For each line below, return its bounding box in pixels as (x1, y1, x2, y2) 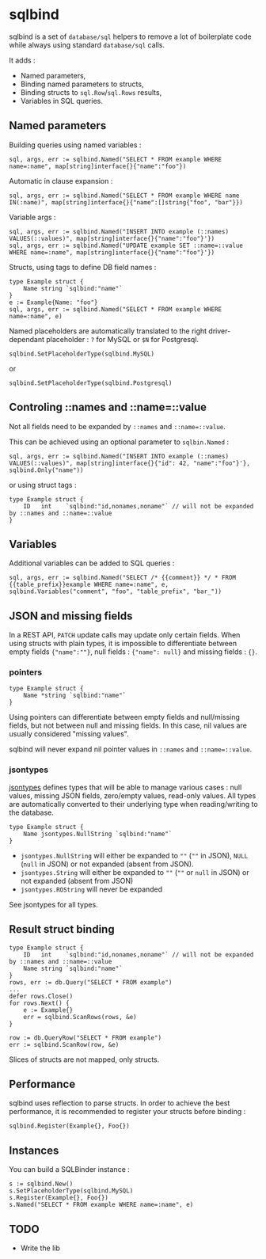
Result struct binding (9, 922, 115, 936)
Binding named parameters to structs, (20, 79, 144, 89)
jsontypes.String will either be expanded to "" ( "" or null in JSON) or (20, 867, 250, 877)
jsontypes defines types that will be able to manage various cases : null (9, 782, 242, 792)
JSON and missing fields (9, 609, 133, 622)
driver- (208, 326, 231, 336)
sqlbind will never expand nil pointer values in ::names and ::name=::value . (9, 744, 253, 754)
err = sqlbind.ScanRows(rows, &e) (23, 1013, 137, 1021)
